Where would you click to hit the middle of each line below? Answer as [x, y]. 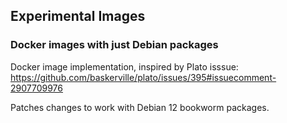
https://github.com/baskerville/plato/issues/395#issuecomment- [143, 77]
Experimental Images [78, 16]
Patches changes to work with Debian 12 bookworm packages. [140, 107]
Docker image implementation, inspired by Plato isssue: [124, 66]
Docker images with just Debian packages [114, 45]
